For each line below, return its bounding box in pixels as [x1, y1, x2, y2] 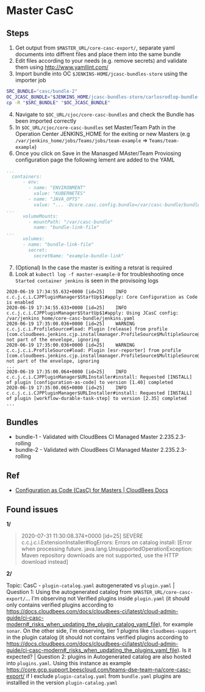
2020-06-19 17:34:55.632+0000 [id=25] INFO [6, 288, 127, 294]
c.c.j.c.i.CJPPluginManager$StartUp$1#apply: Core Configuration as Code [6, 294, 198, 300]
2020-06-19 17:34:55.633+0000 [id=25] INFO [6, 304, 127, 311]
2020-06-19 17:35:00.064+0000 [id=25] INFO [6, 368, 127, 375]
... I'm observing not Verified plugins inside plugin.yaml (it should [25, 595, 190, 602]
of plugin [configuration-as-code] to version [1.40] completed [6, 379, 173, 385]
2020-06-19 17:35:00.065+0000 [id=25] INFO [6, 385, 127, 391]
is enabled [6, 299, 34, 305]
